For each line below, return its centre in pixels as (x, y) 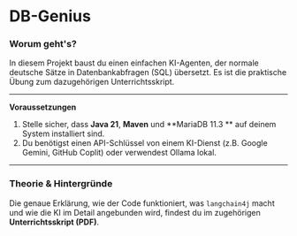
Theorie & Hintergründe (61, 184)
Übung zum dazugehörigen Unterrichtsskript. (92, 82)
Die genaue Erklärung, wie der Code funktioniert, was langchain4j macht (142, 203)
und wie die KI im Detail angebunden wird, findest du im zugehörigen (135, 212)
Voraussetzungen (43, 107)
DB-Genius (50, 16)
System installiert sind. (63, 133)
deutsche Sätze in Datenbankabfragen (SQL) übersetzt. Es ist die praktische (148, 72)
